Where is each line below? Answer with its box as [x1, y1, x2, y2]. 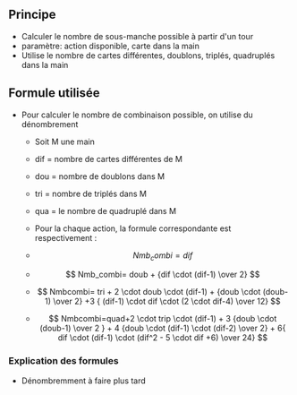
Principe [8, 7, 56, 22]
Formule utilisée [8, 85, 100, 101]
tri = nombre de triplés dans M [34, 188, 147, 199]
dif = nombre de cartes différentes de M [34, 153, 182, 164]
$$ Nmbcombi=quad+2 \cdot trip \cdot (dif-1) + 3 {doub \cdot [48, 313, 277, 324]
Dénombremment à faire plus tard [21, 375, 147, 386]
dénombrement [21, 118, 79, 129]
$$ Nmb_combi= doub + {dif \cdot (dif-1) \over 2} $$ [65, 269, 260, 280]
